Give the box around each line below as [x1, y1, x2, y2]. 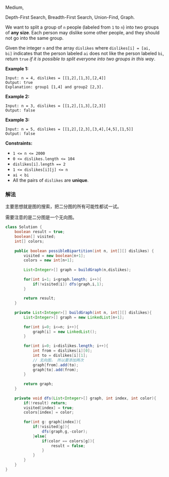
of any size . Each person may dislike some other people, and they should [5, 30, 160, 35]
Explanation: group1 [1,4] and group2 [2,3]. [5, 84, 104, 89]
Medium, [5, 5, 24, 10]
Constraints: [5, 140, 33, 146]
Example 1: [5, 66, 29, 72]
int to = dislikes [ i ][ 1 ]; [32, 353, 88, 358]
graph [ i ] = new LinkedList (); [32, 329, 97, 334]
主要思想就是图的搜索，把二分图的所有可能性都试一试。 [5, 203, 122, 210]
